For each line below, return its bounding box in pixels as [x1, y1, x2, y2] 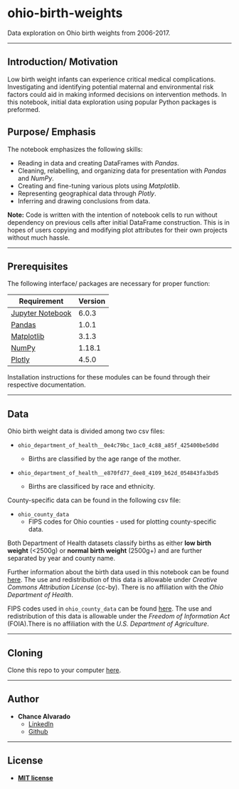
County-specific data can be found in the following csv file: [7, 496, 181, 504]
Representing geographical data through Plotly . [17, 189, 156, 198]
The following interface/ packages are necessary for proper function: [7, 280, 211, 288]
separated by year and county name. [7, 554, 116, 563]
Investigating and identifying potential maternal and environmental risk [7, 82, 214, 91]
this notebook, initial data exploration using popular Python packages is [7, 98, 217, 106]
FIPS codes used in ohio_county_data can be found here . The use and [7, 604, 212, 613]
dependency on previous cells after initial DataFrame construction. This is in [7, 218, 230, 226]
